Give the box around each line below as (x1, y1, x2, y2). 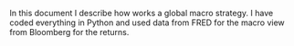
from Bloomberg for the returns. (9, 27, 130, 37)
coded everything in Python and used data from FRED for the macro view (9, 17, 285, 28)
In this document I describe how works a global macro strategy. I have (9, 8, 274, 18)
